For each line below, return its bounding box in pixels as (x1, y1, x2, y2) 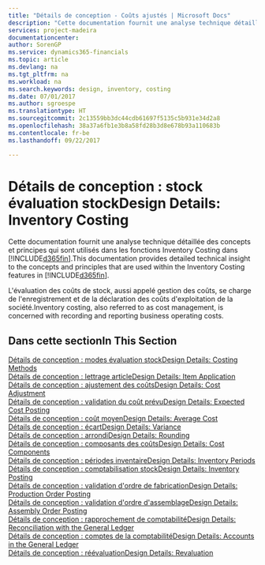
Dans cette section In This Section (8, 333, 177, 348)
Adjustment (8, 389, 46, 398)
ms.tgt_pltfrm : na (8, 70, 69, 78)
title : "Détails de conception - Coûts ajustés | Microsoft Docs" (8, 11, 231, 20)
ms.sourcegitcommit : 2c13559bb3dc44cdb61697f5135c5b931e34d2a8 (8, 115, 221, 122)
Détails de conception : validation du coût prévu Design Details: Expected (8, 397, 245, 407)
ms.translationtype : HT (8, 107, 87, 115)
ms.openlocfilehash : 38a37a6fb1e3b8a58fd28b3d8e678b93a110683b (8, 122, 221, 130)
